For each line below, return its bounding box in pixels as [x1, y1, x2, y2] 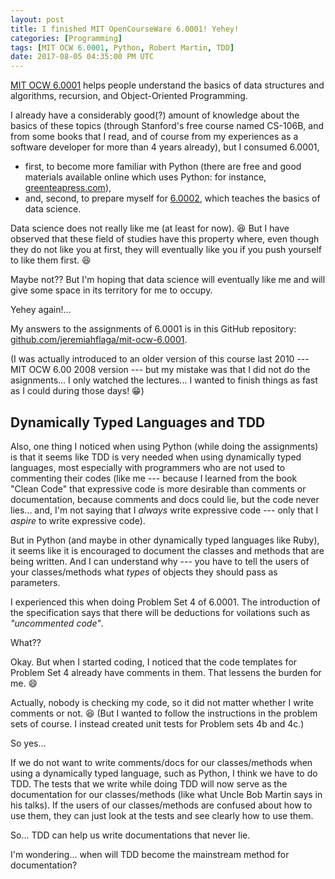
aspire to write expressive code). [10, 514, 146, 526]
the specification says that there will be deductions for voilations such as [10, 606, 311, 618]
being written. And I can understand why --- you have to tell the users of [10, 555, 310, 567]
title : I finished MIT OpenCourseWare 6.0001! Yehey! [10, 24, 240, 34]
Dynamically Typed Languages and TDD [10, 414, 266, 431]
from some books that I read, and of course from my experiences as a [10, 131, 299, 143]
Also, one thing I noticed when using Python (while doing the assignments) [10, 440, 319, 452]
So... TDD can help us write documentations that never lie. [10, 829, 251, 841]
